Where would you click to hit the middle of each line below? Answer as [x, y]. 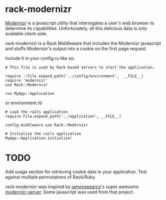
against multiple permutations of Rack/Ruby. [51, 177]
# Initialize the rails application [43, 134]
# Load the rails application [37, 112]
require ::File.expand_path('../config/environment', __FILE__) [74, 76]
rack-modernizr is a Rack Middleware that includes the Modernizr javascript [83, 43]
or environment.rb [24, 103]
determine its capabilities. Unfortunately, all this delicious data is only [76, 28]
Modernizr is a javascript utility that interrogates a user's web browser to [80, 23]
